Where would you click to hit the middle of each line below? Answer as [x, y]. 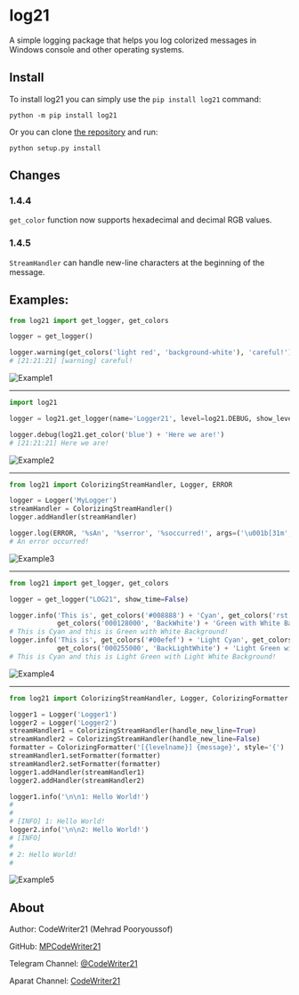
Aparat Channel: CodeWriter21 [65, 981]
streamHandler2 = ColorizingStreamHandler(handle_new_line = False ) [135, 740]
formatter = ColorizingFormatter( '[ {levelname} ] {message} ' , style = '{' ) [147, 748]
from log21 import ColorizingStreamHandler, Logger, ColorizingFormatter [149, 698]
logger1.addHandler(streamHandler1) [77, 772]
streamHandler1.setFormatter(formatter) [85, 756]
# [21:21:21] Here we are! [59, 443]
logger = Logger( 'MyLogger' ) [63, 501]
